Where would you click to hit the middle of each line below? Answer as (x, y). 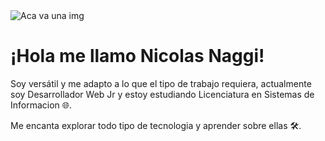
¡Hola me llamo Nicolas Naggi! (137, 56)
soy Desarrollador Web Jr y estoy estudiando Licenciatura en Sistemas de (162, 94)
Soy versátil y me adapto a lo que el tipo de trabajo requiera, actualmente (161, 83)
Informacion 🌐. (41, 105)
